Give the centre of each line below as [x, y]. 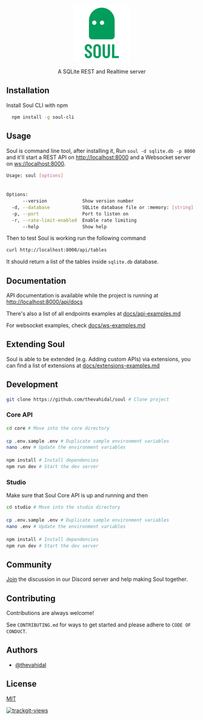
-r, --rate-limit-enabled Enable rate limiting [74, 220]
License [22, 684]
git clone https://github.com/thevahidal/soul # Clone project [88, 399]
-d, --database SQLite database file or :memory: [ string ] [103, 207]
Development [32, 385]
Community [29, 564]
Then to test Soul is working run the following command [76, 238]
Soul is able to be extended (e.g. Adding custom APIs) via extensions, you [98, 359]
